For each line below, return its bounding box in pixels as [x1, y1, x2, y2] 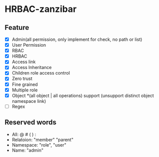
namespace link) [11, 98, 46, 104]
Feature [4, 23, 29, 32]
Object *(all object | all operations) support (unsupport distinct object [11, 92, 154, 98]
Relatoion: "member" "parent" [11, 137, 74, 143]
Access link [11, 59, 36, 65]
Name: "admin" [11, 147, 44, 153]
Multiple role [11, 87, 38, 93]
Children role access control [11, 70, 70, 76]
